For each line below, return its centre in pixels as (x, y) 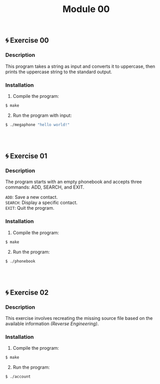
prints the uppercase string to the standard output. (59, 72)
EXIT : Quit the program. (30, 208)
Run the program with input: (42, 115)
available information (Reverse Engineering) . (52, 324)
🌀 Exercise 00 (27, 41)
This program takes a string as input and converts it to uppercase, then (80, 66)
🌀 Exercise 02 (27, 292)
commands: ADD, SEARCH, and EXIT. (45, 187)
